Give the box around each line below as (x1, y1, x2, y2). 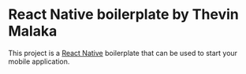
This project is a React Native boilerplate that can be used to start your (8, 48, 238, 57)
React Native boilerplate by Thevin (8, 6, 239, 24)
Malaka (8, 22, 58, 40)
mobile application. (8, 57, 70, 66)
